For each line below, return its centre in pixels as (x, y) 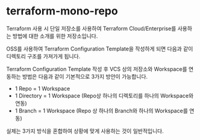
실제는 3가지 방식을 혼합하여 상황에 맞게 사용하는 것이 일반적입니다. (85, 131)
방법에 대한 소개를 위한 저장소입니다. (55, 36)
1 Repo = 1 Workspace (42, 88)
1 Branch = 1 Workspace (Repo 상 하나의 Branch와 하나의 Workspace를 (102, 111)
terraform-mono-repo (62, 11)
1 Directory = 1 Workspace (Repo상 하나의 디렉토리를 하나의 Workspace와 (104, 96)
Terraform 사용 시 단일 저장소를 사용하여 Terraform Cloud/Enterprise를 (91, 28)
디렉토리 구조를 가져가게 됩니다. (43, 56)
